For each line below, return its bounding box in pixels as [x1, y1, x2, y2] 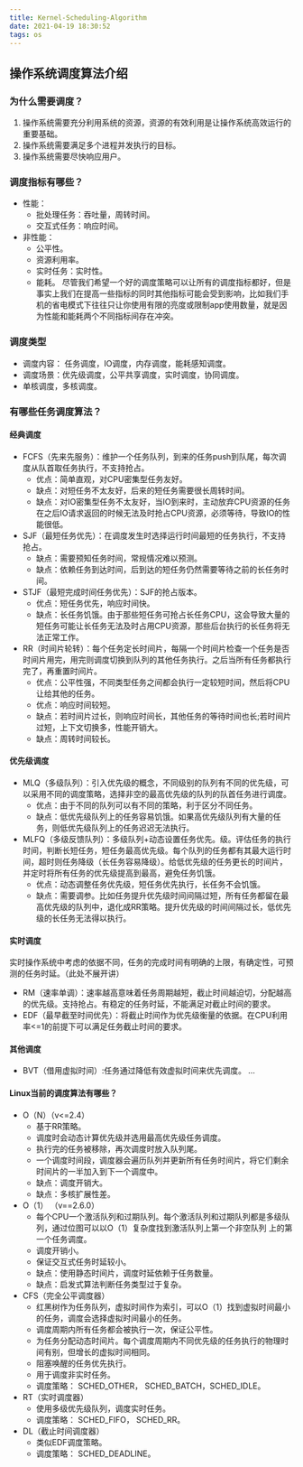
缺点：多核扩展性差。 [35, 1188, 115, 1199]
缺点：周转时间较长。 [35, 733, 115, 744]
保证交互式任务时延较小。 [35, 1256, 132, 1267]
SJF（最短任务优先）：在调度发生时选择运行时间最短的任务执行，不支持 [22, 530, 287, 541]
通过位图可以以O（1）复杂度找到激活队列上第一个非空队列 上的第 [51, 1222, 293, 1233]
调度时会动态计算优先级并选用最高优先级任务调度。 [35, 1132, 226, 1143]
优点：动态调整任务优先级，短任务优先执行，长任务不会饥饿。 [35, 878, 266, 889]
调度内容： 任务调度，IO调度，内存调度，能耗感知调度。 [22, 357, 232, 368]
